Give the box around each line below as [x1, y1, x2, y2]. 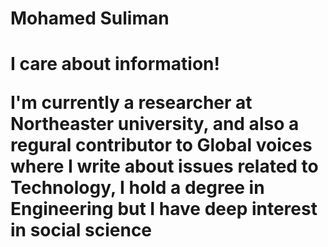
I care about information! [10, 53, 220, 76]
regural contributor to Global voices [10, 134, 313, 157]
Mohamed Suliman [10, 7, 170, 30]
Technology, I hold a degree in [10, 177, 265, 199]
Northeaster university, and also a [10, 113, 300, 136]
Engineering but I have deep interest [10, 198, 318, 221]
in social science [10, 219, 153, 242]
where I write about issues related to [10, 155, 319, 178]
